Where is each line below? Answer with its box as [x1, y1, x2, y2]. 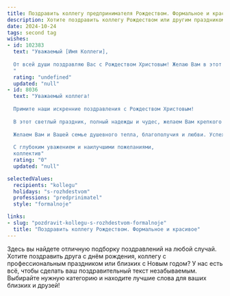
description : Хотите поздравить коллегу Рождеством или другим [7, 16, 192, 23]
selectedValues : [7, 175, 53, 182]
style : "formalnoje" [13, 201, 72, 208]
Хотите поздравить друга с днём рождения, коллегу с [7, 251, 166, 260]
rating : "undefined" [13, 73, 72, 81]
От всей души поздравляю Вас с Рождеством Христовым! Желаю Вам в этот [13, 61, 222, 68]
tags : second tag [7, 29, 57, 36]
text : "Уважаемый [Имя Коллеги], [13, 49, 109, 56]
